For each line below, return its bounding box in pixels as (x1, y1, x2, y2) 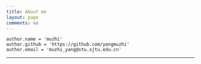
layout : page (6, 14, 39, 20)
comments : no (6, 20, 39, 26)
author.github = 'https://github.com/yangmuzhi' (6, 41, 130, 48)
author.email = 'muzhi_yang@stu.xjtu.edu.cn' (6, 47, 121, 53)
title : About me (6, 8, 47, 15)
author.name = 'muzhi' (6, 36, 63, 42)
